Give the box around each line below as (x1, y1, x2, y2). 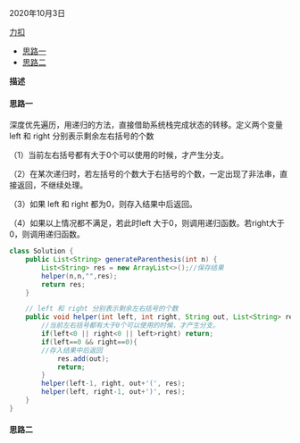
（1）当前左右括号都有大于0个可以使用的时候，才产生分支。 (9, 150, 229, 161)
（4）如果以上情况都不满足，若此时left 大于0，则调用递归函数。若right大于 (9, 218, 285, 229)
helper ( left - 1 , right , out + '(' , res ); (41, 379, 186, 389)
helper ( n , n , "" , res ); (41, 272, 118, 280)
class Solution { (9, 247, 74, 256)
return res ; (41, 280, 87, 288)
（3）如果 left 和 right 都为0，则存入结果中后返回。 (9, 199, 198, 210)
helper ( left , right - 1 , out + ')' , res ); (41, 388, 186, 397)
